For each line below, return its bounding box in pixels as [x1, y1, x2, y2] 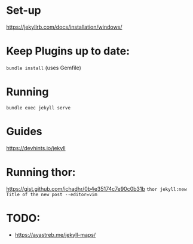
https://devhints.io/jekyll [6, 144, 66, 151]
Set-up [6, 4, 41, 17]
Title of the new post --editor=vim [6, 191, 97, 197]
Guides [6, 125, 43, 138]
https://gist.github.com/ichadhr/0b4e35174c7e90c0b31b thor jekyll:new [6, 185, 187, 192]
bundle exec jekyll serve [6, 105, 71, 111]
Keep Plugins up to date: [6, 44, 130, 58]
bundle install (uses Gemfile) [6, 64, 82, 71]
